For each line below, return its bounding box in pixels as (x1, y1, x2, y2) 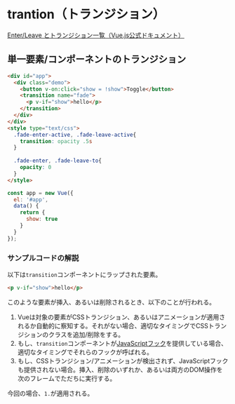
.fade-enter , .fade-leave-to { (13, 157, 102, 165)
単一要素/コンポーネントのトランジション (7, 53, 187, 65)
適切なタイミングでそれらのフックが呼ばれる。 (17, 348, 153, 356)
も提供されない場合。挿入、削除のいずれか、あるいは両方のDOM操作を (17, 365, 223, 374)
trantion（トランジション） (7, 6, 166, 22)
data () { (13, 203, 39, 210)
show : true (25, 215, 58, 223)
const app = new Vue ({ (7, 189, 74, 196)
